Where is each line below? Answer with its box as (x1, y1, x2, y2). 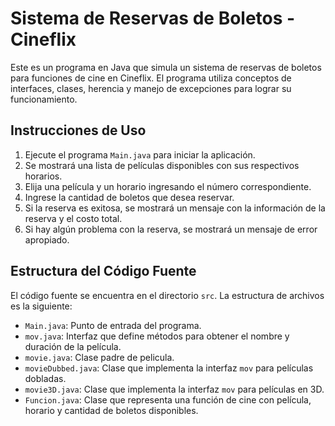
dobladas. (24, 372, 67, 384)
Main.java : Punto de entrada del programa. (24, 319, 202, 331)
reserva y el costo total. (24, 212, 123, 224)
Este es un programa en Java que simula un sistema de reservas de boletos (10, 61, 322, 73)
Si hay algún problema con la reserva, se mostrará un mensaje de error (24, 223, 318, 235)
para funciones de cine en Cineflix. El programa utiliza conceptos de (10, 72, 292, 84)
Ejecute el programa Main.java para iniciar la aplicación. (24, 148, 256, 161)
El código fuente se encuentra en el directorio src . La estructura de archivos (10, 289, 325, 301)
